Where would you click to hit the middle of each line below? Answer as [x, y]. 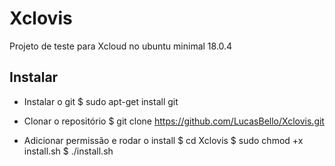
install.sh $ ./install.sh [68, 151]
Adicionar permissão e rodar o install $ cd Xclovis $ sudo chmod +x [163, 140]
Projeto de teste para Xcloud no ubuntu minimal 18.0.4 [121, 46]
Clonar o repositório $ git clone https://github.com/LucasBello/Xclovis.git [174, 121]
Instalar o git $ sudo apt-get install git [101, 101]
